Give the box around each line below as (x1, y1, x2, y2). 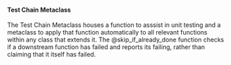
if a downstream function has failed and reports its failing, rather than (7, 43, 205, 51)
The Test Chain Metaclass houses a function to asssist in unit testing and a (7, 21, 221, 29)
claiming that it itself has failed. (7, 50, 96, 59)
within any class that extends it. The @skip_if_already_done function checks (7, 35, 224, 44)
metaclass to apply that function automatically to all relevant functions (7, 28, 208, 37)
